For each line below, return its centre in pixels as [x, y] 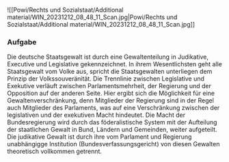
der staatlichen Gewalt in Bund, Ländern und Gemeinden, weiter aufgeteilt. [112, 130]
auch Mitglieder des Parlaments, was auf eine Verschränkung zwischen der [113, 108]
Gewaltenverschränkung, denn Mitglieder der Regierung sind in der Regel [110, 100]
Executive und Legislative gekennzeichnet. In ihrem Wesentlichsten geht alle [114, 64]
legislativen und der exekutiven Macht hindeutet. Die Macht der [96, 115]
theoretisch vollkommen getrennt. [55, 151]
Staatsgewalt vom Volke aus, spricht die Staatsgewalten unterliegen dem [110, 72]
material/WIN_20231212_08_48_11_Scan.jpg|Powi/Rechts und [92, 17]
